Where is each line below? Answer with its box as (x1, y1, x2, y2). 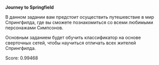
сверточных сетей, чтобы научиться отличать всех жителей (5, 40, 136, 46)
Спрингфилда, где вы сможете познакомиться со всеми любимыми (5, 20, 153, 25)
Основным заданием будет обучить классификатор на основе (5, 35, 141, 40)
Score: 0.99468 (5, 55, 38, 61)
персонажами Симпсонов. (5, 25, 63, 31)
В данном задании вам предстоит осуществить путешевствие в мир (5, 14, 154, 20)
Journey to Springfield (5, 5, 54, 10)
